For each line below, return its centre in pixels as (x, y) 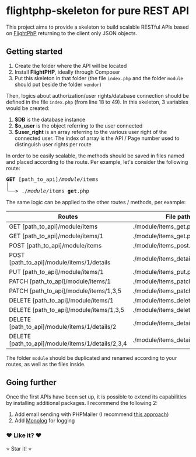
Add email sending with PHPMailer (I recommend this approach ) (92, 414)
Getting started (34, 52)
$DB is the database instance (50, 119)
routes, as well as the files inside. (46, 364)
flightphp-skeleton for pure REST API (98, 11)
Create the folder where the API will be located (71, 66)
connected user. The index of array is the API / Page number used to (97, 138)
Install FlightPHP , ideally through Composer (67, 72)
